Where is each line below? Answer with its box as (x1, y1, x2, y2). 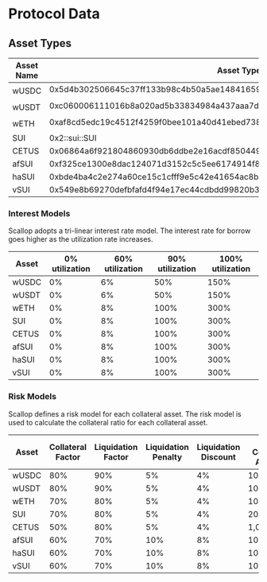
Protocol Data (8, 5, 101, 23)
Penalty (152, 451, 183, 462)
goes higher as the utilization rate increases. (8, 235, 153, 244)
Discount (201, 451, 236, 462)
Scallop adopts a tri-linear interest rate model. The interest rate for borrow (8, 226, 251, 235)
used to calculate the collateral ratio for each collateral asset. (8, 417, 208, 427)
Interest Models (8, 208, 71, 219)
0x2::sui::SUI (48, 133, 97, 143)
